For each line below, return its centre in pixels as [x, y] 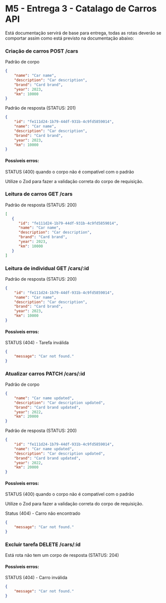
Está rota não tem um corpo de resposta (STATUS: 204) [62, 555]
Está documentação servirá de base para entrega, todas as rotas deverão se [83, 33]
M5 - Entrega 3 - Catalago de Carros [81, 9]
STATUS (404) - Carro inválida [36, 578]
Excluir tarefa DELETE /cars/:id [43, 544]
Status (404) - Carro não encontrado [43, 513]
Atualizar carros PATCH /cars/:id [45, 373]
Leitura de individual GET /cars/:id [47, 268]
